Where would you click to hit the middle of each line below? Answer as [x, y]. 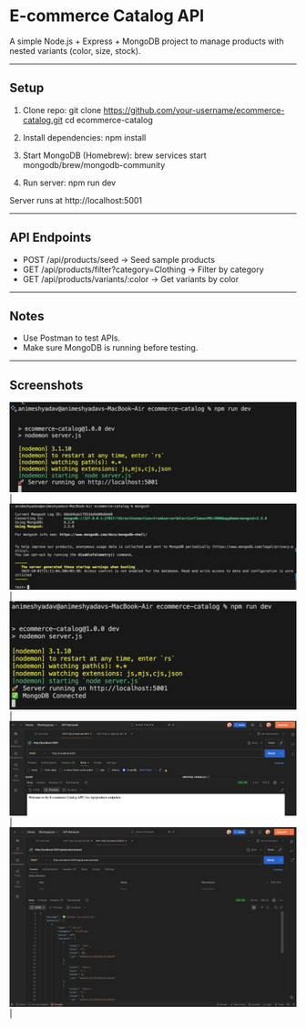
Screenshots [46, 385]
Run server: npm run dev [69, 183]
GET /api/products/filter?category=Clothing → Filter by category [143, 269]
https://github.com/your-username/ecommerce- [194, 110]
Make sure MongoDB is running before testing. [110, 348]
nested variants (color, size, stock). [75, 50]
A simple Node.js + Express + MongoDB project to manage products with [147, 41]
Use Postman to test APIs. [71, 338]
